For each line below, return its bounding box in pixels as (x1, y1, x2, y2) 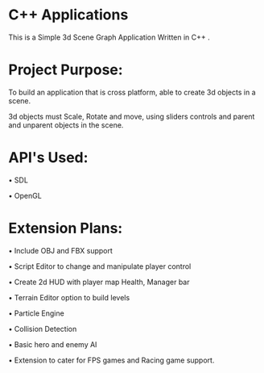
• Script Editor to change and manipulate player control (8, 261, 192, 271)
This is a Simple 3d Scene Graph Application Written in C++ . (8, 32, 211, 42)
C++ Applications (8, 6, 129, 24)
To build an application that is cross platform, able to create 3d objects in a (8, 87, 256, 97)
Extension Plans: (8, 220, 123, 237)
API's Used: (8, 149, 89, 167)
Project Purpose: (8, 61, 123, 79)
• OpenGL (8, 191, 42, 200)
